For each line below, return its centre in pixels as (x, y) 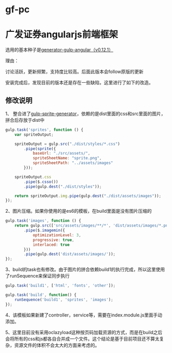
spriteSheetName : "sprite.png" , (67, 158)
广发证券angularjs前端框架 (62, 35)
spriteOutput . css (33, 177)
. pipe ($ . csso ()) (41, 182)
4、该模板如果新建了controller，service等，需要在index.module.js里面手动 (84, 315)
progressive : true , (53, 240)
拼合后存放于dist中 (25, 120)
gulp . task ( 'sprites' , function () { (44, 129)
